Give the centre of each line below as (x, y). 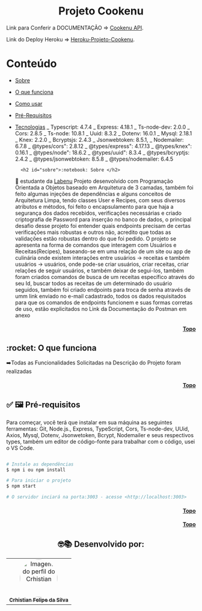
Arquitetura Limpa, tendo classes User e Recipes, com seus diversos (100, 200)
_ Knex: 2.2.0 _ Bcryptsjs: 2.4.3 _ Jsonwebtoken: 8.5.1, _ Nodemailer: (99, 140)
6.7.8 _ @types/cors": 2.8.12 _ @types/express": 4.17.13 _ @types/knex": (103, 146)
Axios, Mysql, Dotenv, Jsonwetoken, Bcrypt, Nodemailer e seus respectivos (100, 435)
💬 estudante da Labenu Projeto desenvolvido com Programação (94, 181)
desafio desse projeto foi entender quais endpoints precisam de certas (103, 226)
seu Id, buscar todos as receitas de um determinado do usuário (93, 283)
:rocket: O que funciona (51, 348)
